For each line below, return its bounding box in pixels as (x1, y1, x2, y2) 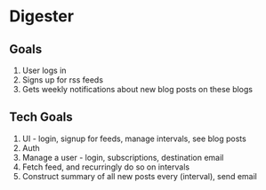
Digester (9, 6, 74, 27)
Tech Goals (9, 109, 73, 125)
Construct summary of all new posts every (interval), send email (21, 170, 258, 181)
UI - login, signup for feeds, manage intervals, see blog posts (21, 133, 246, 144)
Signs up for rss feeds (21, 75, 104, 85)
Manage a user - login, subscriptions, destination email (21, 152, 224, 162)
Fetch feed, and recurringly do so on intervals (21, 162, 189, 172)
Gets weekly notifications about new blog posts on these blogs (21, 84, 254, 94)
